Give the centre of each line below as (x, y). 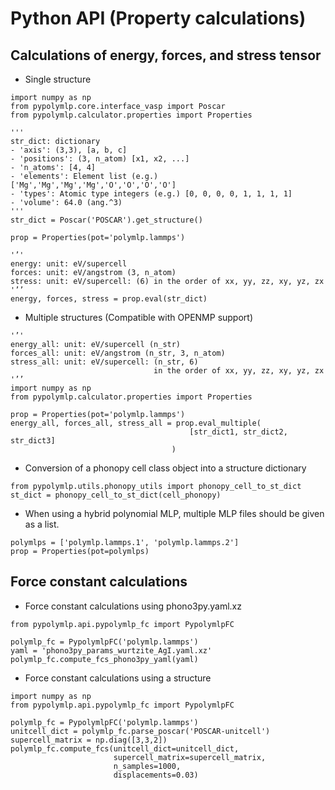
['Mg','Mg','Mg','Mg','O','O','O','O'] (93, 185)
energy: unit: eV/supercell (69, 264)
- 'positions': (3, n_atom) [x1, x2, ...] (100, 159)
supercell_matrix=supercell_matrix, (190, 757)
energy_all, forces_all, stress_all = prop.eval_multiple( (136, 423)
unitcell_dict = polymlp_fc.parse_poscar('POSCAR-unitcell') (140, 731)
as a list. (42, 524)
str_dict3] (33, 441)
